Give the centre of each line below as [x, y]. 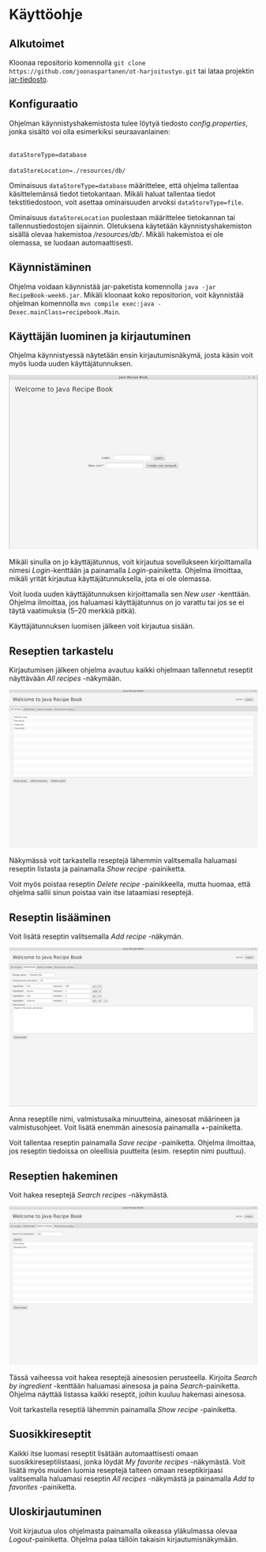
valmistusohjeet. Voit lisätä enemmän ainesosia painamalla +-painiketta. [126, 1127]
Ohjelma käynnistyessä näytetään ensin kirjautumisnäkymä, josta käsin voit [131, 355]
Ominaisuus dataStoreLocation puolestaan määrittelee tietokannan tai [122, 217]
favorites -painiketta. [43, 1486]
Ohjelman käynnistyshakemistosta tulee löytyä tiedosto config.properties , [128, 123]
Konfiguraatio [43, 104]
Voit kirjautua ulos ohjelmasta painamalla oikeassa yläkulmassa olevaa [123, 1531]
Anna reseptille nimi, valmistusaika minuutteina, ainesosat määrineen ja [124, 1119]
